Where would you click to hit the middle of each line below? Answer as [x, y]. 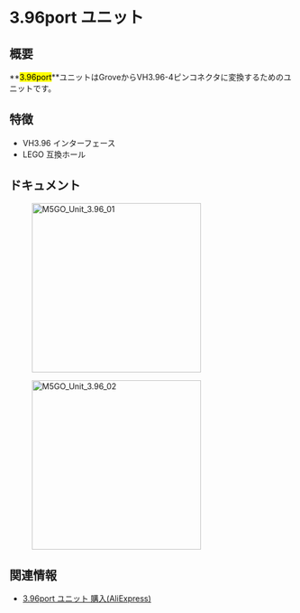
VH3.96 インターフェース [68, 143]
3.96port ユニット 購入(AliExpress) [86, 599]
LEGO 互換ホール [54, 154]
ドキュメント [45, 186]
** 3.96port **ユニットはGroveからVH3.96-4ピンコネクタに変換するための [146, 77]
